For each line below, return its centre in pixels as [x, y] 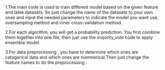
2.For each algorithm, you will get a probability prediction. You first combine [82, 32]
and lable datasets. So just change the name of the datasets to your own [79, 12]
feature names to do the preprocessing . [46, 62]
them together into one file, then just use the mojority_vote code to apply [79, 37]
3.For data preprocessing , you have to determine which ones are [72, 52]
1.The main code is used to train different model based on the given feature [82, 7]
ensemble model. [23, 43]
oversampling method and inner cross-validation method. [64, 23]
